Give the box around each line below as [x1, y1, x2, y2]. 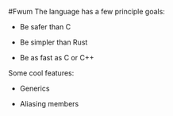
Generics [19, 83, 50, 93]
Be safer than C [19, 22, 71, 31]
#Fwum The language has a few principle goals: [8, 7, 165, 16]
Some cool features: [8, 68, 75, 78]
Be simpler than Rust [19, 37, 88, 47]
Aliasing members [19, 99, 79, 108]
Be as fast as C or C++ [19, 53, 94, 62]
